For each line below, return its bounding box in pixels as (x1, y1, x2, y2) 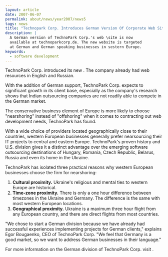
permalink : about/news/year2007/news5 (5, 16, 86, 21)
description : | (5, 30, 37, 35)
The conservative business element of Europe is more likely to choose (5, 108, 150, 114)
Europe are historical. (12, 185, 56, 191)
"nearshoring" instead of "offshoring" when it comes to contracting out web (5, 113, 161, 119)
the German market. (5, 98, 46, 104)
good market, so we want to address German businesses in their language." (5, 237, 161, 243)
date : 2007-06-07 (5, 12, 41, 17)
